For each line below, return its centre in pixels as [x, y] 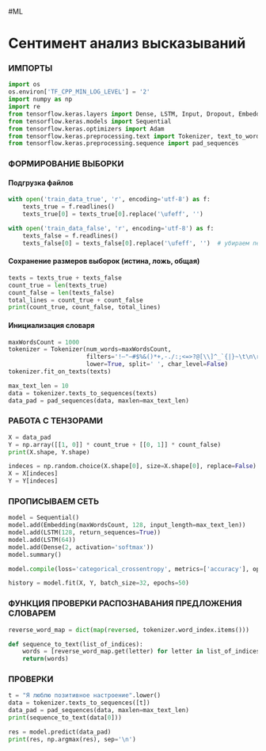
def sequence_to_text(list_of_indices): [76, 644]
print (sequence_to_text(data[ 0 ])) [65, 718]
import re [25, 107]
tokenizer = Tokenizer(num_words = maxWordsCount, [90, 349]
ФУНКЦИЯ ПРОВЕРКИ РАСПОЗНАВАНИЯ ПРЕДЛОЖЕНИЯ [125, 604]
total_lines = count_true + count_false [76, 300]
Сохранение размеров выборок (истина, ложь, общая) [104, 261]
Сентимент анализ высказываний [127, 44]
